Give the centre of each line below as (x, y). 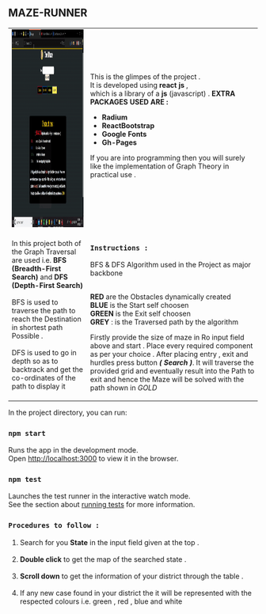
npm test (25, 479)
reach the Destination (46, 319)
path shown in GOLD (123, 388)
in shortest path (37, 328)
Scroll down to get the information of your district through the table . (131, 576)
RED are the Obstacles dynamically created (160, 297)
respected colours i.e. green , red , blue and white (101, 601)
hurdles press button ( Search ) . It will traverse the (172, 362)
